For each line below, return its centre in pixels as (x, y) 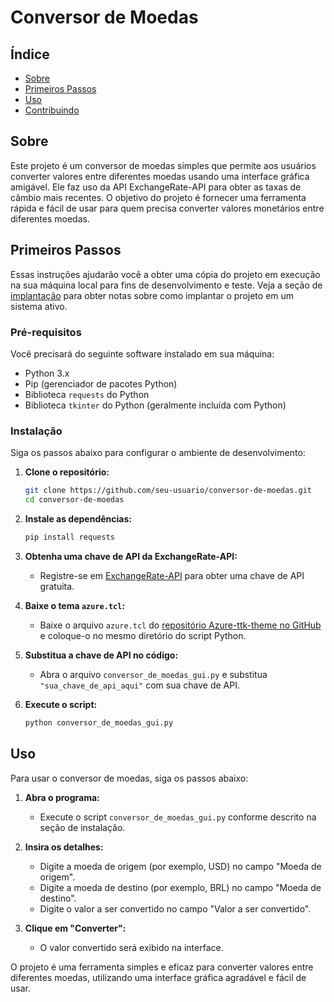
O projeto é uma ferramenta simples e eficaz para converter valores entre (162, 967)
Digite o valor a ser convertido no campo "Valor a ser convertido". (175, 908)
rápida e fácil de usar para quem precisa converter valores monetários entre (167, 208)
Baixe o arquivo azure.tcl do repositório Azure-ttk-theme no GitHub (180, 625)
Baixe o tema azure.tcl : (75, 605)
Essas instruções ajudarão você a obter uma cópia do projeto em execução (165, 274)
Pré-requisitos (46, 332)
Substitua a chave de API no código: (101, 655)
